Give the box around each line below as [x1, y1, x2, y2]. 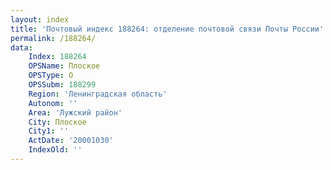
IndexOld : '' [28, 145, 83, 155]
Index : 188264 [28, 52, 87, 62]
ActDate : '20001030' [28, 136, 114, 146]
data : [10, 42, 33, 53]
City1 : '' [28, 126, 70, 136]
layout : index [10, 14, 70, 25]
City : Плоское [28, 117, 87, 127]
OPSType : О [28, 71, 74, 81]
